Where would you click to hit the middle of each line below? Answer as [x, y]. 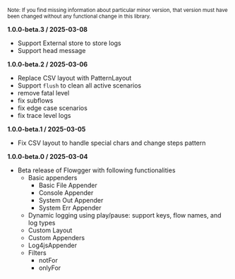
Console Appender [66, 193]
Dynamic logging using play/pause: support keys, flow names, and [125, 215]
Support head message [52, 51]
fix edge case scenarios [53, 108]
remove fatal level [43, 93]
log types [42, 223]
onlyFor [50, 268]
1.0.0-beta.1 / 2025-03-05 [47, 129]
